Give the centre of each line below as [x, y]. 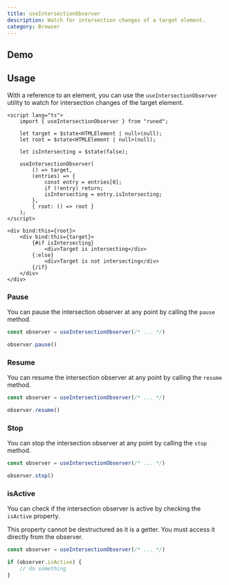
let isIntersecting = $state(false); [74, 151]
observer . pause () [32, 345]
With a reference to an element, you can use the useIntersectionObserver [112, 95]
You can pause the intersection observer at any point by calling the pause [111, 312]
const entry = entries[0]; [83, 182]
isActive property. [34, 516]
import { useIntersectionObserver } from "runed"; [94, 121]
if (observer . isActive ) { [44, 562]
